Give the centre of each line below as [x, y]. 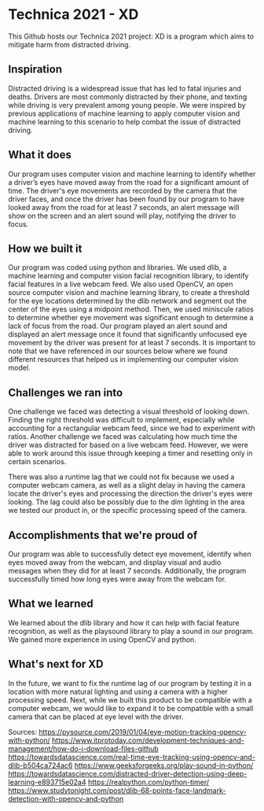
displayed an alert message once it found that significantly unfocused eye [128, 334]
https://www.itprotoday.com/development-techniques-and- [148, 740]
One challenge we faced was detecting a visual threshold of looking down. [129, 411]
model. [19, 368]
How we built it [45, 248]
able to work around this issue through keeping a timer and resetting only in [130, 453]
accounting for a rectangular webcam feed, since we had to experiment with [132, 428]
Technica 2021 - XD [73, 15]
